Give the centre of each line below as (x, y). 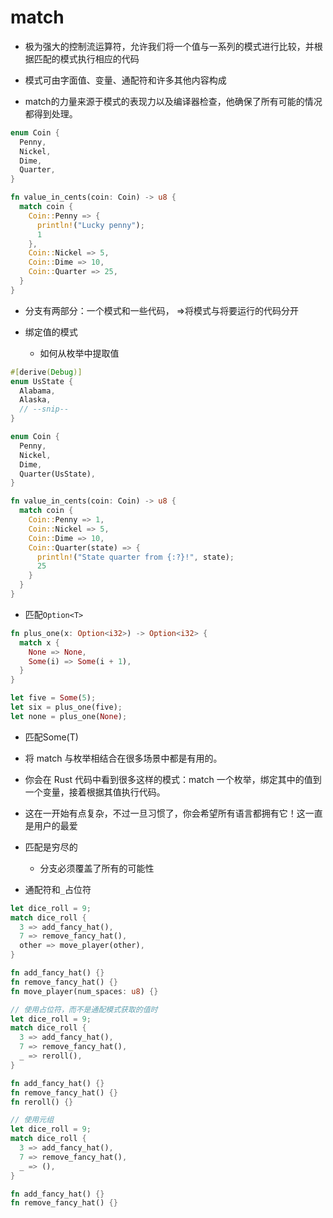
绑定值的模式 (51, 332)
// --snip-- (44, 409)
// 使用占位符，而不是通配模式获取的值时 (84, 1009)
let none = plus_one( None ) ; (69, 716)
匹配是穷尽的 (51, 847)
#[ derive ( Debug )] (46, 372)
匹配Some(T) (51, 737)
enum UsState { (42, 381)
